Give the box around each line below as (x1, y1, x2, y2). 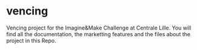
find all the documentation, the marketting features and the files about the (6, 30, 191, 37)
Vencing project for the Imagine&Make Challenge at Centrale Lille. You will (6, 24, 192, 31)
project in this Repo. (6, 37, 56, 44)
